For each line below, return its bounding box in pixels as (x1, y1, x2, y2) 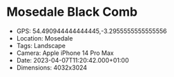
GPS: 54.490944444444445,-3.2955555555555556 (16, 27, 167, 35)
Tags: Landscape (16, 41, 66, 49)
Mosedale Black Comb (6, 4, 138, 20)
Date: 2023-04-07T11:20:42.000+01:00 (16, 56, 129, 64)
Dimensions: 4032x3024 (16, 63, 88, 71)
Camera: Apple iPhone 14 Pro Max (16, 49, 115, 57)
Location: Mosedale (16, 34, 73, 42)
